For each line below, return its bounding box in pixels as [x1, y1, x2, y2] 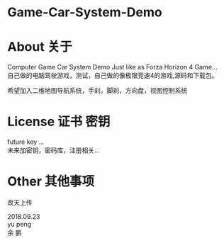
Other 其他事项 [7, 174, 95, 190]
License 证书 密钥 [7, 114, 111, 130]
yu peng [7, 220, 32, 228]
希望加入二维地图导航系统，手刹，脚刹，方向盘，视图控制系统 [7, 86, 188, 95]
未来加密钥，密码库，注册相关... [7, 146, 101, 154]
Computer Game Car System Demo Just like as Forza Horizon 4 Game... [7, 63, 218, 72]
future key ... [7, 137, 45, 146]
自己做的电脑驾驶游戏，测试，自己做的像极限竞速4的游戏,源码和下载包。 [7, 72, 218, 80]
